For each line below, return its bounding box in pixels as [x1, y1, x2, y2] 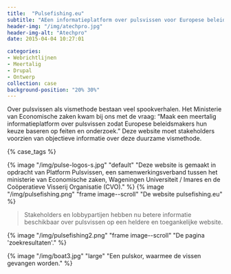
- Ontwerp [7, 73, 36, 80]
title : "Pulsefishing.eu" [7, 10, 85, 17]
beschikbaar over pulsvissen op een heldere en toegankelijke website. [23, 218, 223, 227]
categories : [7, 48, 41, 55]
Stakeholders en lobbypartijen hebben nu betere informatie [23, 211, 192, 219]
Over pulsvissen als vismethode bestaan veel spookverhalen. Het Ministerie [7, 105, 222, 113]
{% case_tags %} [7, 148, 56, 156]
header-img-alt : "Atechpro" [7, 29, 88, 36]
